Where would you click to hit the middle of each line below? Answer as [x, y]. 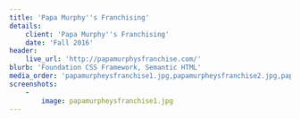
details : [25, 26]
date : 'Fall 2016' [59, 42]
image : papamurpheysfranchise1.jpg [108, 101]
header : [24, 51]
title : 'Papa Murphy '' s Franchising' [79, 17]
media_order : [33, 76]
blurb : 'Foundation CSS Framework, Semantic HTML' [105, 68]
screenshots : [33, 84]
